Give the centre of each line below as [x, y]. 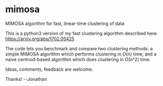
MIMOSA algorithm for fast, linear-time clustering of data [65, 23]
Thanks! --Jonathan [26, 79]
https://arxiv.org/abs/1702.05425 [40, 39]
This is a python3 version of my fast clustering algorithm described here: [81, 33]
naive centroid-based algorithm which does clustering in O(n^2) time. [78, 59]
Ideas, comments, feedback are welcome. [49, 69]
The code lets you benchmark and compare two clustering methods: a [79, 48]
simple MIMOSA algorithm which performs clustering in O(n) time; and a [81, 54]
